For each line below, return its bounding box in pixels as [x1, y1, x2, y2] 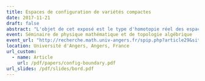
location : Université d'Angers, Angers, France [6, 43, 130, 49]
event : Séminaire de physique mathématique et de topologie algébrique [6, 32, 192, 38]
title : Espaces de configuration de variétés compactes [6, 9, 151, 15]
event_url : [6, 37, 34, 43]
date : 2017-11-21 [6, 15, 51, 21]
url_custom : [6, 49, 37, 55]
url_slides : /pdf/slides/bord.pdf [6, 65, 95, 72]
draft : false [6, 20, 40, 26]
